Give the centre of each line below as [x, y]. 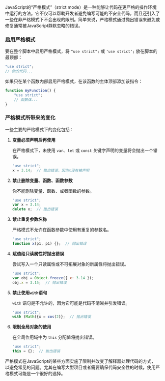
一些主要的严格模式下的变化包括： [40, 129]
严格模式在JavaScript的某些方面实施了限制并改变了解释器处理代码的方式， [81, 361]
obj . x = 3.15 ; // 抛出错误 [40, 282]
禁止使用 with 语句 [30, 293]
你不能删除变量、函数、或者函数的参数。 [53, 191]
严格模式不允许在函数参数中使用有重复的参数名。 [62, 230]
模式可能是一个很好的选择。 [37, 374]
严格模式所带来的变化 [30, 118]
